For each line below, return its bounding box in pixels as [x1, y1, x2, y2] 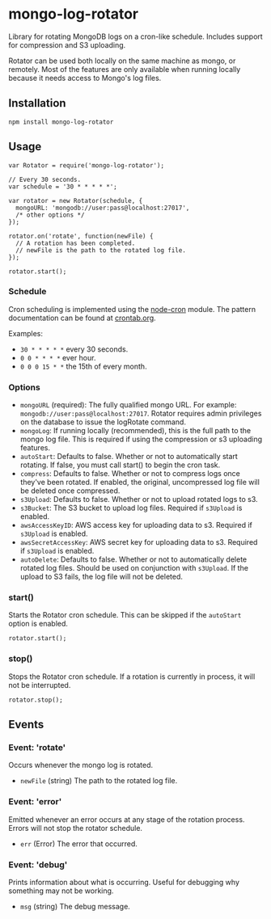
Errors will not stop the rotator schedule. [8, 823, 143, 833]
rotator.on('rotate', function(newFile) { [8, 232, 154, 240]
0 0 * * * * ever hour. [19, 352, 96, 362]
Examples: [8, 328, 43, 338]
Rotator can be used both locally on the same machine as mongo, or [8, 56, 236, 65]
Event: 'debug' [8, 858, 68, 870]
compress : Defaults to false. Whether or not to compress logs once [19, 469, 240, 478]
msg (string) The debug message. [19, 902, 131, 912]
